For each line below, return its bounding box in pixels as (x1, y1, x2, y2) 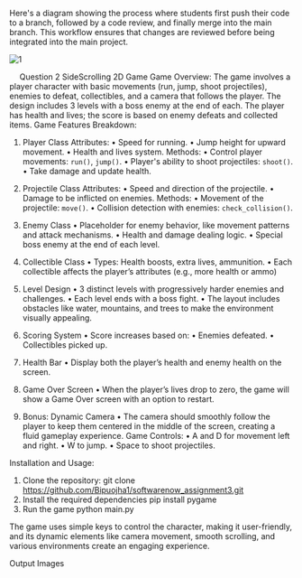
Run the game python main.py (22, 504, 134, 514)
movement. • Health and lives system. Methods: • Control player (22, 146, 263, 157)
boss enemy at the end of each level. (22, 239, 160, 249)
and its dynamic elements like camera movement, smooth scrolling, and (9, 531, 276, 541)
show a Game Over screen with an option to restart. (22, 394, 215, 405)
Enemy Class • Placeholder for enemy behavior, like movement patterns (22, 220, 290, 230)
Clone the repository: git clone (22, 475, 135, 486)
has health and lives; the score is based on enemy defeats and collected (9, 110, 278, 120)
